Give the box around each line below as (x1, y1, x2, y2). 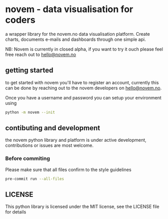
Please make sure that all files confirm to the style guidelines (5, 167, 132, 173)
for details (5, 209, 26, 215)
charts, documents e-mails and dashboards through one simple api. (5, 36, 146, 42)
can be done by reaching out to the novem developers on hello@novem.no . (5, 85, 162, 91)
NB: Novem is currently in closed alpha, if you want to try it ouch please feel (5, 46, 163, 52)
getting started (5, 66, 53, 75)
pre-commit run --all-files (5, 176, 65, 181)
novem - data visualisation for (5, 4, 134, 15)
